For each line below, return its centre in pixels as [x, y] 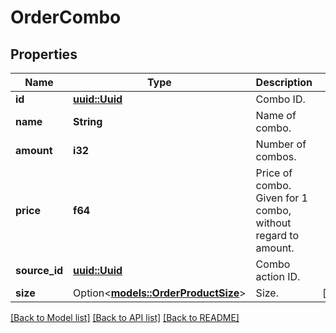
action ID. [278, 276]
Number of [281, 144]
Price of [274, 173]
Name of [276, 115]
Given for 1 [281, 198]
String [88, 121]
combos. [276, 156]
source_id [39, 270]
